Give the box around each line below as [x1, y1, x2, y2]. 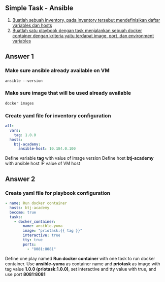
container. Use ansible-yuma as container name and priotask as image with [5, 261, 161, 267]
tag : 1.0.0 [14, 133, 36, 138]
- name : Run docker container [5, 201, 67, 206]
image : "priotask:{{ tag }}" [23, 228, 83, 233]
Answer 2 [5, 175, 35, 183]
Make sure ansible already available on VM [5, 67, 110, 74]
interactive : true [23, 233, 61, 238]
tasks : [9, 214, 23, 219]
